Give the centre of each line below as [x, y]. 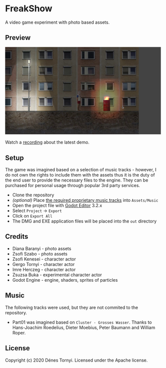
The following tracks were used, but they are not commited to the [72, 307]
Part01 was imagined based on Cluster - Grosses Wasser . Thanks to [82, 322]
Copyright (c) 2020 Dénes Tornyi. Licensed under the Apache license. [77, 360]
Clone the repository [33, 195]
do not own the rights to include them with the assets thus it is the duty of [80, 175]
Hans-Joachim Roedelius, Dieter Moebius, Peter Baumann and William [84, 327]
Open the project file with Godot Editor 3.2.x [57, 206]
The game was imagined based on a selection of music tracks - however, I [81, 170]
